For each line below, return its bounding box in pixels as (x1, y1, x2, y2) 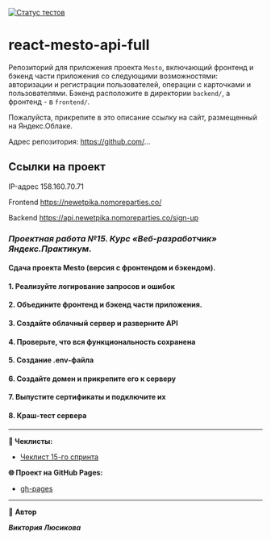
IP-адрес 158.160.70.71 (8, 182, 85, 191)
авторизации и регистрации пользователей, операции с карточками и (8, 79, 252, 89)
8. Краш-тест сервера (8, 411, 87, 421)
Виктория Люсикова (8, 522, 81, 532)
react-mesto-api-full (8, 36, 150, 54)
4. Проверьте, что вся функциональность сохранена (8, 337, 196, 346)
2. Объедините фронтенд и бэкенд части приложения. (8, 299, 203, 310)
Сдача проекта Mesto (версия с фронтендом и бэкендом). (8, 263, 216, 273)
